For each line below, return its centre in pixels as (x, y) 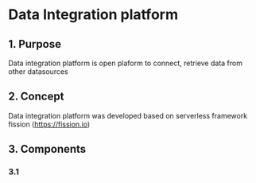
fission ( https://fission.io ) (49, 124)
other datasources (39, 72)
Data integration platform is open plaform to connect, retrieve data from (125, 63)
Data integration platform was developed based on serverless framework (128, 115)
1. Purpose (35, 44)
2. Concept (36, 97)
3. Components (47, 149)
